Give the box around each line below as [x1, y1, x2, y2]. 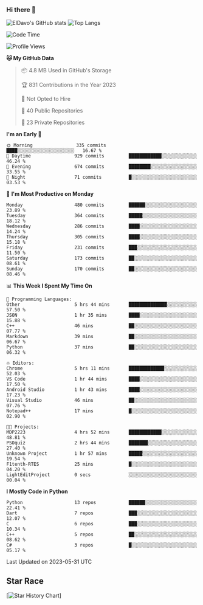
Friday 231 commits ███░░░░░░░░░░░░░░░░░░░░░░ [6, 244, 198, 251]
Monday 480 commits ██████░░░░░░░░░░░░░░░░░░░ [6, 202, 198, 209]
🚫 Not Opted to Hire [21, 95, 71, 103]
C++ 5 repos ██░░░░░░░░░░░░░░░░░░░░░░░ [6, 531, 198, 538]
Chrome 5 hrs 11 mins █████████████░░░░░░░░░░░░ [6, 365, 198, 372]
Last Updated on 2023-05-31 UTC [6, 558, 92, 565]
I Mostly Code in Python [6, 488, 68, 495]
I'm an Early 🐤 [6, 131, 42, 138]
